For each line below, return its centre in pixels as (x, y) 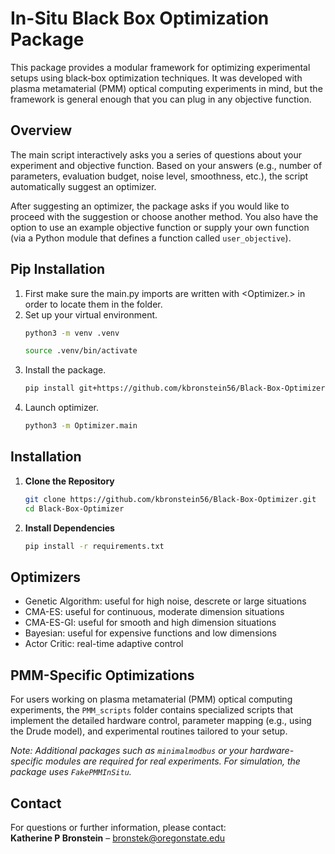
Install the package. (65, 370)
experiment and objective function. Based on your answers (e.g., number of (166, 165)
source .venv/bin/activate (81, 351)
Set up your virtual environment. (91, 314)
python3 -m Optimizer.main (81, 426)
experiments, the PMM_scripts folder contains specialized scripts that (152, 710)
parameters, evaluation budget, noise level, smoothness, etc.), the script (159, 176)
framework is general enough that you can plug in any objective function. (161, 99)
